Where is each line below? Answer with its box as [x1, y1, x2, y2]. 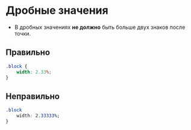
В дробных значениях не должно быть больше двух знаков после [14, 23, 186, 31]
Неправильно [5, 91, 60, 101]
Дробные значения [5, 4, 109, 17]
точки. [14, 29, 31, 37]
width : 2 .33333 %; [16, 113, 60, 119]
